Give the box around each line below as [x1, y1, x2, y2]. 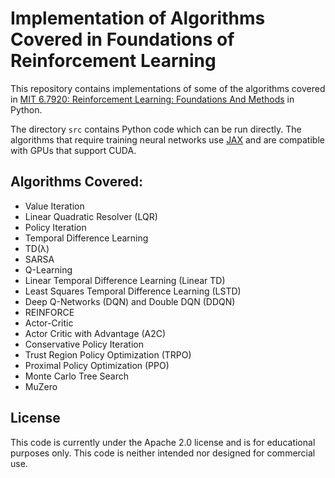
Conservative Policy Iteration [24, 338, 144, 350]
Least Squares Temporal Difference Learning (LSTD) [24, 285, 242, 297]
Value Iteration [24, 200, 85, 212]
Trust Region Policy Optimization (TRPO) [24, 348, 192, 361]
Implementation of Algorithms [10, 7, 266, 30]
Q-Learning [24, 263, 73, 276]
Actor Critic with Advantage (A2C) [24, 327, 167, 339]
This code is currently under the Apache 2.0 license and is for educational [10, 436, 316, 448]
